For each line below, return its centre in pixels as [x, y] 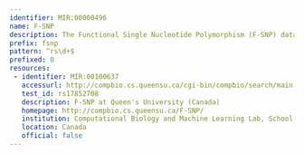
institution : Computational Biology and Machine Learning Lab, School [157, 119]
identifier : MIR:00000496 [58, 18]
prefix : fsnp [34, 43]
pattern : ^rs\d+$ [42, 52]
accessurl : [42, 85]
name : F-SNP [32, 26]
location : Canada [54, 128]
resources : [30, 69]
